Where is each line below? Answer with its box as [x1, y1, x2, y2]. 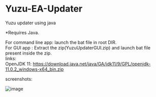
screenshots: [5, 76, 33, 82]
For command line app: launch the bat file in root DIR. [5, 39, 117, 45]
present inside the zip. [5, 50, 52, 56]
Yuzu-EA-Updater [5, 3, 83, 15]
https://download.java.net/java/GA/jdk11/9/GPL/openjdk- [33, 61, 151, 67]
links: [5, 55, 17, 61]
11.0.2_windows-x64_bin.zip [5, 66, 64, 72]
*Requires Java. [5, 29, 40, 35]
